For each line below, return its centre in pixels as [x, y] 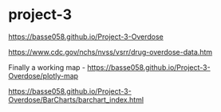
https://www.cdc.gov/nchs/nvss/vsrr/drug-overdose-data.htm [110, 52]
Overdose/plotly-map [43, 75]
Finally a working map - [47, 67]
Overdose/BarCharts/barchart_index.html [76, 99]
